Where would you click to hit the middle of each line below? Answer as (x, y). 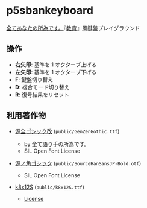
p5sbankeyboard (50, 11)
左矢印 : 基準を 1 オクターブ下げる (56, 72)
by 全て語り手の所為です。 (57, 144)
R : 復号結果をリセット (42, 95)
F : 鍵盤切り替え (34, 80)
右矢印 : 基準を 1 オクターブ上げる (56, 65)
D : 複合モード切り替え (42, 87)
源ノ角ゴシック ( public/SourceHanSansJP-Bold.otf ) (78, 163)
